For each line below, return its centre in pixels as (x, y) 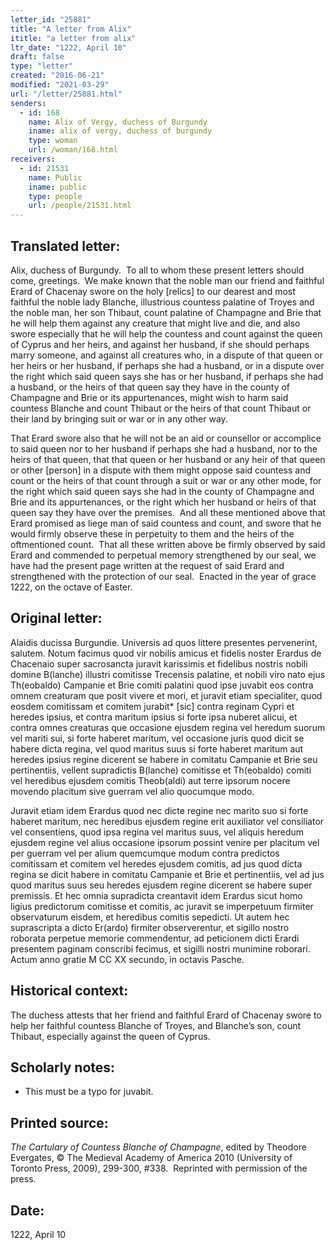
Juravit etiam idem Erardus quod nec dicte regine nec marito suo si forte (159, 810)
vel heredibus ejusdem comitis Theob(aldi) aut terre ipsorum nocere (150, 780)
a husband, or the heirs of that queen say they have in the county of (150, 387)
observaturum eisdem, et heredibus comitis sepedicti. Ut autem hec (150, 917)
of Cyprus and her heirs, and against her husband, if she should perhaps (160, 344)
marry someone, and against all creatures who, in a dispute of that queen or (166, 355)
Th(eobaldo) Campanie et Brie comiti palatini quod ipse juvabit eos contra (162, 685)
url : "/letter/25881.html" (66, 94)
